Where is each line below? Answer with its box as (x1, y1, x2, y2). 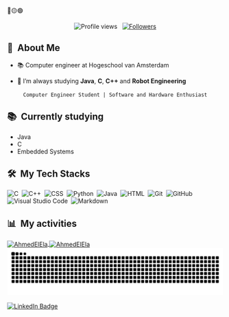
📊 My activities (7, 217, 77, 229)
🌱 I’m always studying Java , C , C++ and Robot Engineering (16, 76, 186, 85)
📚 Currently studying (7, 111, 104, 122)
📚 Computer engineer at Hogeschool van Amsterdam (16, 61, 169, 69)
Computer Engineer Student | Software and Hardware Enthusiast (23, 91, 208, 98)
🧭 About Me (7, 42, 60, 54)
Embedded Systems (16, 147, 74, 155)
